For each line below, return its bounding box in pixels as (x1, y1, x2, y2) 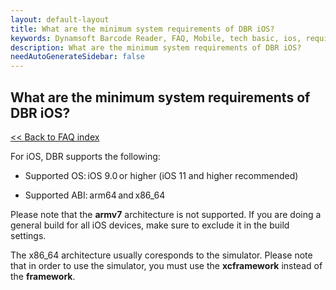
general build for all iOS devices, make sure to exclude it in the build (10, 219, 290, 231)
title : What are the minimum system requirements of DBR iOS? (10, 24, 275, 34)
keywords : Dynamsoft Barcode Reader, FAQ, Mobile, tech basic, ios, (10, 33, 302, 43)
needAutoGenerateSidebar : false (10, 52, 145, 62)
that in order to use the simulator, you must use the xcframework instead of (10, 259, 323, 271)
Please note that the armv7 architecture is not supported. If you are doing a (10, 208, 322, 220)
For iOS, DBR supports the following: (10, 150, 161, 162)
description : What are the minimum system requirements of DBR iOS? (10, 42, 302, 53)
